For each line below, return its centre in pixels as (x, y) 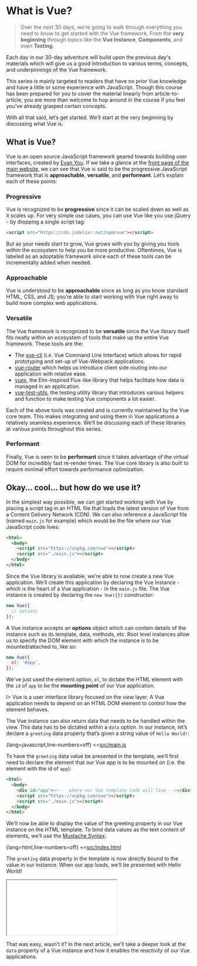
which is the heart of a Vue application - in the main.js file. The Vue (88, 588)
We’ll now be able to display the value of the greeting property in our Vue (94, 823)
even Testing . (37, 46)
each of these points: (32, 181)
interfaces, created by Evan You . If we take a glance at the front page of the (98, 162)
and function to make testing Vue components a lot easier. (85, 398)
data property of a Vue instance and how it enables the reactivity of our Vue (98, 951)
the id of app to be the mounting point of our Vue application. (81, 686)
